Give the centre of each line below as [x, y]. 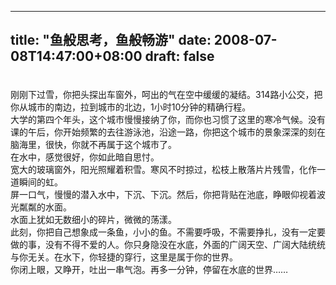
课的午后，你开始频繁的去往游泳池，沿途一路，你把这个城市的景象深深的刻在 [168, 132]
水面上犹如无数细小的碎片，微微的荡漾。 [93, 219]
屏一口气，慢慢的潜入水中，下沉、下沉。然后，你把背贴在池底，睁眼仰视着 [163, 194]
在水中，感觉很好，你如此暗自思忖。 [85, 157]
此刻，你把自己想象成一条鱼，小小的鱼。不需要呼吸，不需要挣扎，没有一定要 [168, 232]
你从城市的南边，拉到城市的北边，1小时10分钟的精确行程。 [131, 107]
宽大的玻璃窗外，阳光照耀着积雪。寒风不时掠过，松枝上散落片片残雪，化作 [163, 169]
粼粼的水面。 [45, 207]
